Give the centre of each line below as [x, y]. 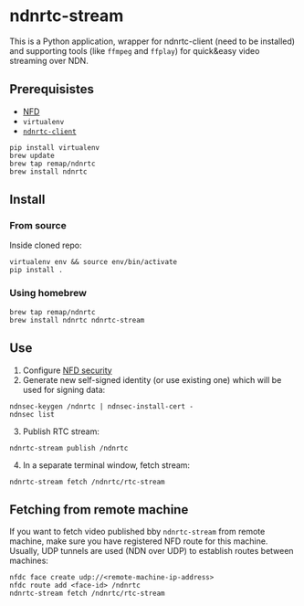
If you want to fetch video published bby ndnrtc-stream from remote [137, 532]
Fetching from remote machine [99, 510]
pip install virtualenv [55, 147]
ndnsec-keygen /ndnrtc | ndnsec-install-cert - [102, 406]
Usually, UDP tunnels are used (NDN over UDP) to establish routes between [152, 551]
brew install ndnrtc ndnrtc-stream [77, 320]
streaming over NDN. [49, 60]
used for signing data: [64, 389]
